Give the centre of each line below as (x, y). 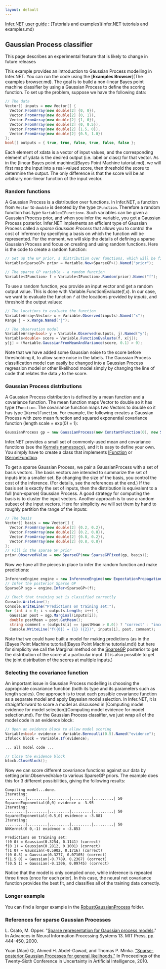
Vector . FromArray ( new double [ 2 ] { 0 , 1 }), (53, 115)
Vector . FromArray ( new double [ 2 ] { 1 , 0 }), (53, 120)
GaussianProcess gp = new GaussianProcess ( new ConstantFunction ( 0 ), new (82, 433)
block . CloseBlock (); (26, 761)
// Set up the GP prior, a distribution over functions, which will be (80, 259)
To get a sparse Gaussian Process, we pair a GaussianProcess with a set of (82, 467)
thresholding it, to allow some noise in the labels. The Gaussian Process (78, 358)
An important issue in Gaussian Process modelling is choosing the (72, 683)
